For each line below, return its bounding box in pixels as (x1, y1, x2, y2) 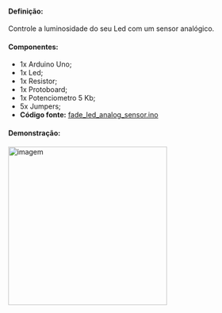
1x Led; (19, 68, 44, 78)
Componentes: (8, 42, 59, 52)
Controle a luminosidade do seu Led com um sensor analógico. (8, 24, 215, 33)
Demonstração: (8, 128, 61, 138)
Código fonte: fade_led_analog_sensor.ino (19, 110, 159, 120)
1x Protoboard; (19, 85, 68, 94)
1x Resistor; (19, 76, 58, 86)
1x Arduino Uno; (19, 59, 72, 69)
